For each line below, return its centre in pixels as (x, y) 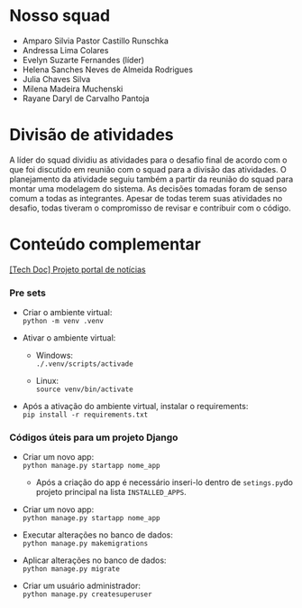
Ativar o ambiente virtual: (69, 338)
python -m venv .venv (63, 322)
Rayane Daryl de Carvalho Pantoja (86, 98)
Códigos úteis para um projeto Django (94, 437)
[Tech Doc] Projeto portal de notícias (78, 269)
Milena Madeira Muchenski (73, 89)
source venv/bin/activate (84, 389)
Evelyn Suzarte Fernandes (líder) (83, 60)
